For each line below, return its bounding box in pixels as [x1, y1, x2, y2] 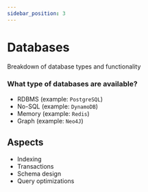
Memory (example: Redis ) [16, 109, 90, 117]
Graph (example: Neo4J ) [16, 117, 84, 125]
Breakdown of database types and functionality [7, 62, 141, 71]
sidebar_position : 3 [7, 10, 66, 17]
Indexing [16, 155, 42, 163]
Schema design [16, 169, 62, 178]
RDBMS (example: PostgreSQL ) [16, 95, 103, 103]
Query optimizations [16, 176, 75, 185]
